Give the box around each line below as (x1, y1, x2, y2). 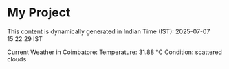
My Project (7, 5, 71, 20)
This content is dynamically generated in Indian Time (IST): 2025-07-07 (7, 27, 210, 36)
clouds (7, 55, 27, 63)
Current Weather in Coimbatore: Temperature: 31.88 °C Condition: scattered (7, 48, 222, 56)
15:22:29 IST (7, 34, 43, 42)
